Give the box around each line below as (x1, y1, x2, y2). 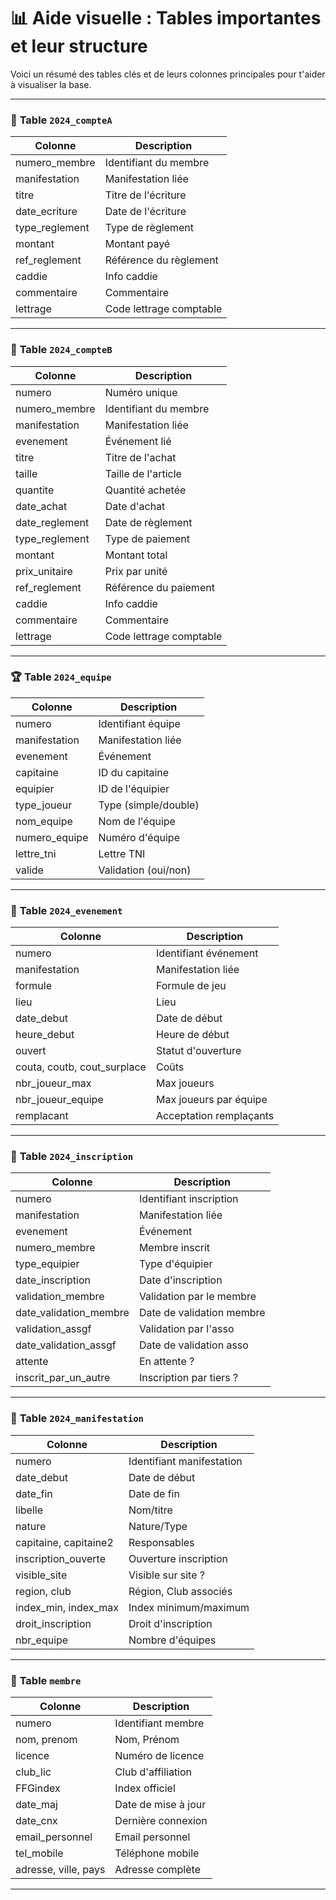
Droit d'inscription (128, 1616, 213, 1630)
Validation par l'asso (138, 1322, 235, 1336)
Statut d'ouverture (155, 1044, 242, 1058)
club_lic (15, 1765, 52, 1779)
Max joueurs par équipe (155, 1093, 268, 1107)
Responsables (128, 1535, 195, 1549)
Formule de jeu (155, 979, 227, 993)
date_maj (15, 1798, 58, 1812)
